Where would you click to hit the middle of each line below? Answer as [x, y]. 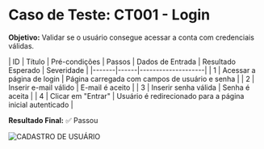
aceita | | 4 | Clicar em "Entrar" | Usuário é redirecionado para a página [126, 96]
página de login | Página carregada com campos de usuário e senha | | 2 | [132, 79]
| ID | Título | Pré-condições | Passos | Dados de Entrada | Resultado [122, 62]
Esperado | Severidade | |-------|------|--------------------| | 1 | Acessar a [132, 70]
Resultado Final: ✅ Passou [53, 120]
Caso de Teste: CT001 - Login [109, 15]
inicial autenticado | [41, 104]
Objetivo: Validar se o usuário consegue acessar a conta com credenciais [131, 37]
